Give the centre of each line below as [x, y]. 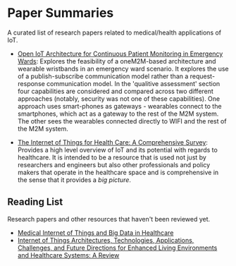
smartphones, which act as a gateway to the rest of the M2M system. [118, 114]
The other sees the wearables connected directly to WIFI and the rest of [122, 121]
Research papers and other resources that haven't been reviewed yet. [109, 219]
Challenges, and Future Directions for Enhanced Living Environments [117, 248]
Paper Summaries [61, 13]
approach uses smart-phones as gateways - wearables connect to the [119, 106]
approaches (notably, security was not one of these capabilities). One [119, 98]
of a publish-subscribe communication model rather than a [103, 76]
